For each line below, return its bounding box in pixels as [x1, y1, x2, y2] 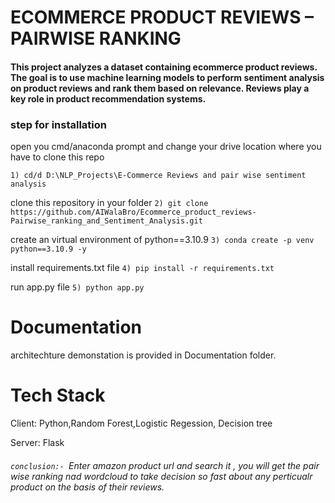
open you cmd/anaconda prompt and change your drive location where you [10, 141, 322, 153]
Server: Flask [10, 436, 65, 448]
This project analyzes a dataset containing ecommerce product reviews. [10, 61, 318, 73]
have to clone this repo [10, 151, 105, 163]
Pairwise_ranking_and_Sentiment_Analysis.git [10, 216, 203, 226]
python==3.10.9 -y [10, 244, 87, 255]
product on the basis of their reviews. [10, 481, 165, 493]
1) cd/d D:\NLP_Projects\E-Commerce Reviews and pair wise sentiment [10, 171, 307, 181]
